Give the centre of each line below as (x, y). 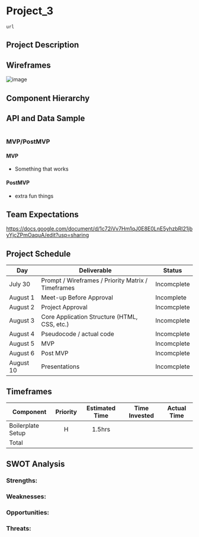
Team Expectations (42, 215)
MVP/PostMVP (28, 142)
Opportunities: (28, 513)
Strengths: (22, 481)
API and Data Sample (46, 118)
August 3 (22, 321)
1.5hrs (101, 429)
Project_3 (30, 11)
